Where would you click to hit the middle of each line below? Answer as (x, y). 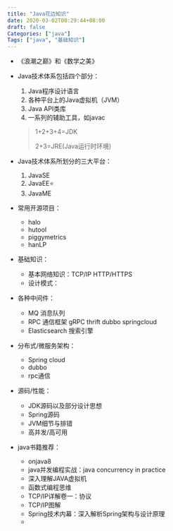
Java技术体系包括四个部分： (58, 76)
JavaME (39, 193)
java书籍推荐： (39, 447)
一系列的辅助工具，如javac (66, 118)
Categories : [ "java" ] (39, 34)
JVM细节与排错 (50, 424)
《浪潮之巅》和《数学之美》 (58, 61)
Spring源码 (44, 414)
